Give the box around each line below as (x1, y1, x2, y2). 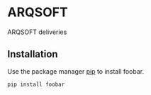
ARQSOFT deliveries (7, 28, 67, 36)
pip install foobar (7, 81, 65, 88)
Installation (7, 48, 58, 60)
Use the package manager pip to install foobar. (7, 67, 144, 75)
